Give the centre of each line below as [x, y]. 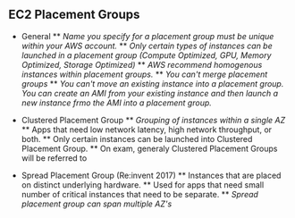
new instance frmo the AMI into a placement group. [116, 103]
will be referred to [54, 158]
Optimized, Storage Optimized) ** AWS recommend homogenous [142, 64]
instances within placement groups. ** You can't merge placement [144, 74]
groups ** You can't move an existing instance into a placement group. [152, 83]
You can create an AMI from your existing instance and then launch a [150, 93]
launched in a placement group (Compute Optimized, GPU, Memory [146, 55]
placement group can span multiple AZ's [97, 204]
